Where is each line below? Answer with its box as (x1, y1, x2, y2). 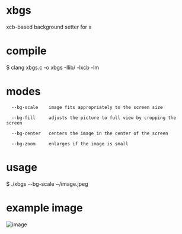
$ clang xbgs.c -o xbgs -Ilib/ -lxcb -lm (6, 64, 100, 71)
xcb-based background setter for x (6, 23, 92, 30)
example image (6, 201, 83, 214)
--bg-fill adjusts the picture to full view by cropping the (11, 114, 177, 121)
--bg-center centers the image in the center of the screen (11, 130, 168, 136)
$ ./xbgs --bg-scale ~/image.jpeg (6, 180, 88, 188)
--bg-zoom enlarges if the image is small (11, 141, 129, 146)
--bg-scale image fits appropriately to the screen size (11, 104, 163, 110)
